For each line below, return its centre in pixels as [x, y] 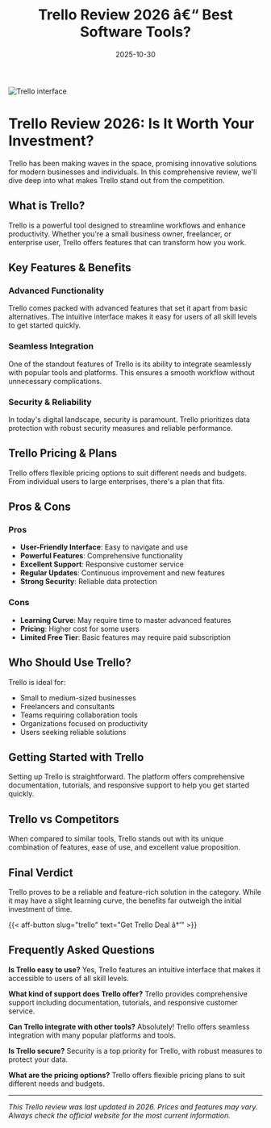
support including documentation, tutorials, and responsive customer [123, 1002]
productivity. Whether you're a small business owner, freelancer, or [120, 234]
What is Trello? [47, 206]
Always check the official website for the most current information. [120, 1115]
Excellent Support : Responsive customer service [102, 564]
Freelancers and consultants [67, 706]
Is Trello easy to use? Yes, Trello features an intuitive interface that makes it [134, 969]
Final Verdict [41, 873]
